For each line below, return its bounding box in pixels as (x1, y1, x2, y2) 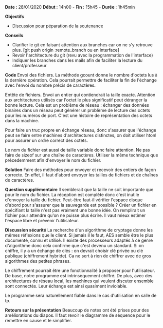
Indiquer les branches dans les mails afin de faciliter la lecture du (12, 58, 143, 63)
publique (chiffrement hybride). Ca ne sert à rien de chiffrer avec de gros (5, 253, 151, 259)
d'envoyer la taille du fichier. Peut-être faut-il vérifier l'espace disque (5, 197, 143, 203)
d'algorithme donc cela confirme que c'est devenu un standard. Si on (5, 243, 144, 248)
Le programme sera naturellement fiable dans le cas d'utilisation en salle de (5, 292, 157, 298)
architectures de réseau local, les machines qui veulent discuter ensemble (5, 278, 154, 284)
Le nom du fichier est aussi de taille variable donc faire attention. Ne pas (5, 147, 150, 153)
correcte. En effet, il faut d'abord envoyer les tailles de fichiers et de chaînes (5, 172, 158, 177)
